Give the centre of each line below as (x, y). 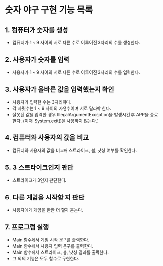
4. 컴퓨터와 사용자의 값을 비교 (47, 138)
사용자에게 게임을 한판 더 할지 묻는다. (48, 210)
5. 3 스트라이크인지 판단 (39, 167)
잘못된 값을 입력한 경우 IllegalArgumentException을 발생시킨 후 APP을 (81, 114)
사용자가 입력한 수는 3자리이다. (42, 102)
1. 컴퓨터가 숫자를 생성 (37, 30)
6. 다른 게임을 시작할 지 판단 (45, 197)
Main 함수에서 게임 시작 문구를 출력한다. (51, 240)
